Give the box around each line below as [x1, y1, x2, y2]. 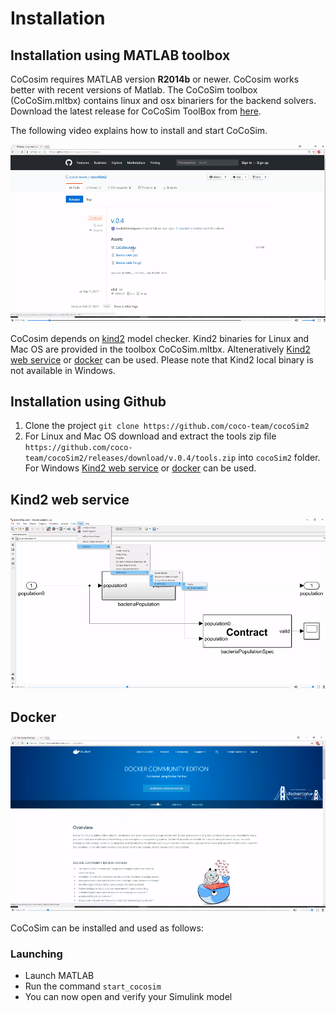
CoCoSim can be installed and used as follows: [10, 922, 204, 934]
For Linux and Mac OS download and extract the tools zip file [24, 430, 277, 442]
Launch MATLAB [24, 970, 95, 982]
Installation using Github [10, 393, 167, 410]
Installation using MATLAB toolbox [10, 47, 231, 64]
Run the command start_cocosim [24, 980, 162, 992]
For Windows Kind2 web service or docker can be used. [24, 462, 257, 474]
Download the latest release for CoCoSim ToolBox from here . [10, 105, 262, 117]
